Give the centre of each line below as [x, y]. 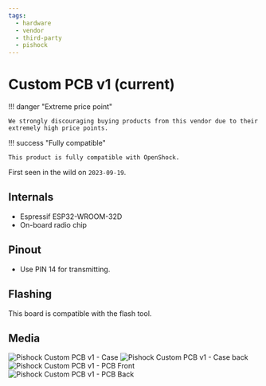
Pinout [25, 250]
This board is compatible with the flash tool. [80, 313]
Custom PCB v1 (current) [92, 85]
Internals [31, 197]
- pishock [31, 45]
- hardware [33, 23]
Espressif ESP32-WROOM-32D [71, 216]
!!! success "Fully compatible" [57, 143]
